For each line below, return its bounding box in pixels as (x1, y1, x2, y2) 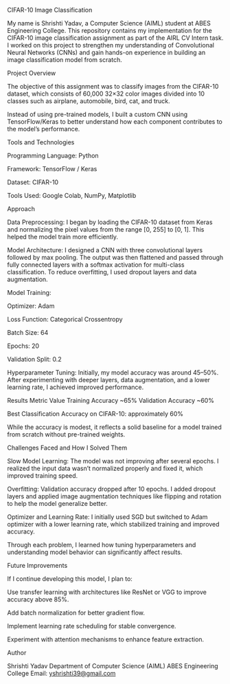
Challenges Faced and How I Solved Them (7, 443, 128, 452)
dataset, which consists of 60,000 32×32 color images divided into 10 (7, 89, 205, 98)
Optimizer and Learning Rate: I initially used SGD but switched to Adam (7, 513, 208, 521)
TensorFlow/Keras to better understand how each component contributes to (7, 118, 223, 126)
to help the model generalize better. (7, 500, 108, 507)
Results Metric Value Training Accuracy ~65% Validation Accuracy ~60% (7, 397, 215, 404)
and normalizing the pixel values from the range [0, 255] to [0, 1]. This (7, 225, 205, 233)
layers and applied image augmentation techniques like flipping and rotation (7, 492, 222, 500)
